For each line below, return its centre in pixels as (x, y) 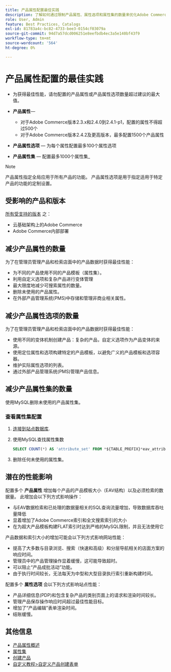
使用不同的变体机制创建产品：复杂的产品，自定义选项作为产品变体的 (84, 340)
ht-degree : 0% (20, 48)
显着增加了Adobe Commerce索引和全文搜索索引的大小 (70, 520)
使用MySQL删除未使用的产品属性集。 (44, 402)
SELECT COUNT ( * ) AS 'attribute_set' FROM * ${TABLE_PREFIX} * (78, 449)
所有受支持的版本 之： (28, 214)
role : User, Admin (25, 19)
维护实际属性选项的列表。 (39, 365)
